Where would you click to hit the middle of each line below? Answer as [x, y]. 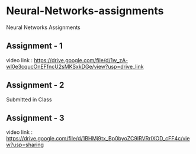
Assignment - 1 [35, 46]
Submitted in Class [29, 100]
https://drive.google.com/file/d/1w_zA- [81, 60]
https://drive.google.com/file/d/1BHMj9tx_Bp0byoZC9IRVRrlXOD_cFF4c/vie [98, 139]
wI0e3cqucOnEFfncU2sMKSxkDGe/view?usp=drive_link [75, 66]
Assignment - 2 [35, 85]
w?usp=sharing [25, 145]
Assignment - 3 [35, 118]
